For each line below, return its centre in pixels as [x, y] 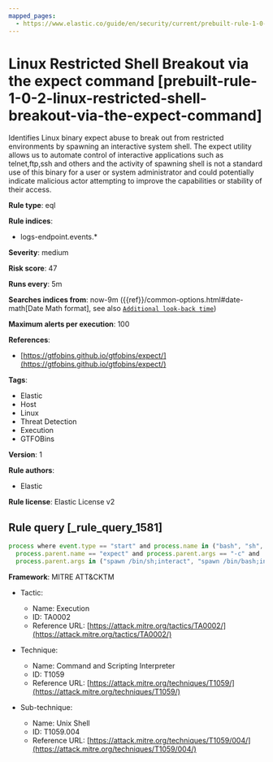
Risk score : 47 [33, 268]
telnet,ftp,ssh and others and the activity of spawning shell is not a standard [135, 164]
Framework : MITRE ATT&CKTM [62, 577]
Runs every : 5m [35, 284]
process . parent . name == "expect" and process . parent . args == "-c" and [138, 554]
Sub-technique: [46, 707]
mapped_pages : [32, 16]
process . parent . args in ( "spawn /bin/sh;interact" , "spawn [118, 561]
